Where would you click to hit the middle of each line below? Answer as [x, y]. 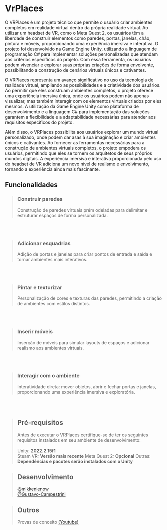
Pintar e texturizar [40, 287]
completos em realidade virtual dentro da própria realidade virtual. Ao [77, 27]
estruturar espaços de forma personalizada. [63, 215]
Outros [28, 510]
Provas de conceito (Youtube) [48, 522]
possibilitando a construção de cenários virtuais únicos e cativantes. [76, 70]
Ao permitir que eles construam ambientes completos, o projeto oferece [79, 90]
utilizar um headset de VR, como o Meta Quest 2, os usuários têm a [74, 33]
